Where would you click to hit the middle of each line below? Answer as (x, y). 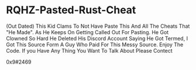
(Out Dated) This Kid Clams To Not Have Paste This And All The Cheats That (98, 26)
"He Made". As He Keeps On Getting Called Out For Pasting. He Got (87, 32)
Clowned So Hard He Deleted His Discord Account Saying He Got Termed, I (97, 38)
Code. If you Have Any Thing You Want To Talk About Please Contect (89, 50)
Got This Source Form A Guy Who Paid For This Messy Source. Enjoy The (95, 45)
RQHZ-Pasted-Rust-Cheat (71, 10)
